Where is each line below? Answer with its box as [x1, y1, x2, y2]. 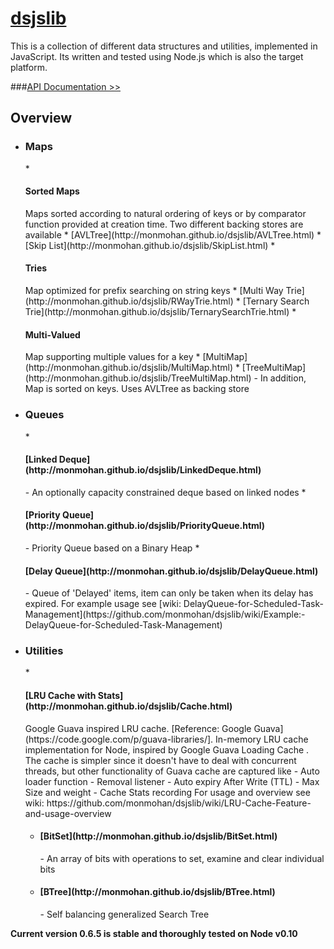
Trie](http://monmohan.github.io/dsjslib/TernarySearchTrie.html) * [24, 306, 297, 318]
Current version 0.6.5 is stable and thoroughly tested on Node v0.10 [10, 928, 298, 940]
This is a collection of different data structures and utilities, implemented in [10, 40, 318, 52]
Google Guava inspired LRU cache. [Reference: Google [24, 722, 252, 734]
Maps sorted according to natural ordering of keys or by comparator [24, 207, 307, 219]
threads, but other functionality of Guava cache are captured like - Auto [24, 765, 320, 777]
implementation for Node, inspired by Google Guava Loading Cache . [24, 743, 310, 756]
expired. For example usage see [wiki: [24, 598, 182, 610]
